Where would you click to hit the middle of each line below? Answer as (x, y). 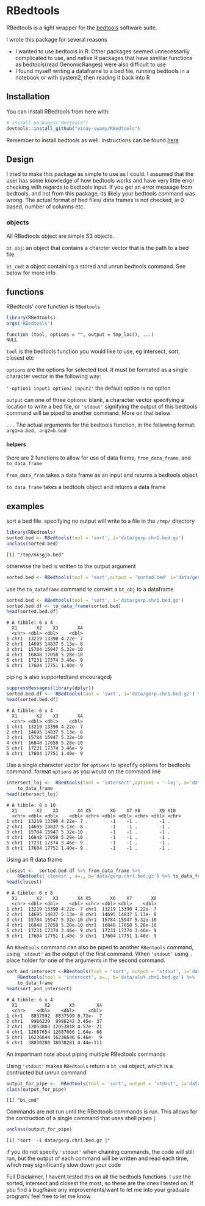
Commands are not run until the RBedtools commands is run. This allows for (102, 1112)
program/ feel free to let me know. (49, 1196)
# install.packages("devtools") (47, 123)
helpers (16, 444)
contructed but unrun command (46, 1072)
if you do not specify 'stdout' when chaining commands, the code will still (100, 1152)
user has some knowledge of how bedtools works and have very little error (101, 181)
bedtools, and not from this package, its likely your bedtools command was (101, 194)
